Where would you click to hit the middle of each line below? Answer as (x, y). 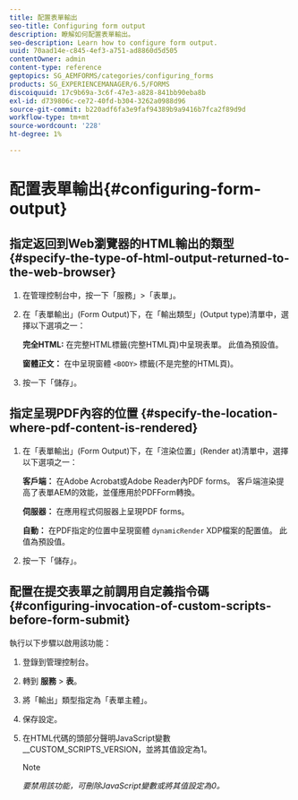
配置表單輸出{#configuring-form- (135, 189)
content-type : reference (55, 68)
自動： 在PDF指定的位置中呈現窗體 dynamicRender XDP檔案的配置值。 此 (155, 530)
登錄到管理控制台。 (58, 662)
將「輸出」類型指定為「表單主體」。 (87, 700)
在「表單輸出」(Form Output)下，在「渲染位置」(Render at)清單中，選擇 (155, 451)
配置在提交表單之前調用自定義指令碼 (109, 592)
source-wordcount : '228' (55, 126)
